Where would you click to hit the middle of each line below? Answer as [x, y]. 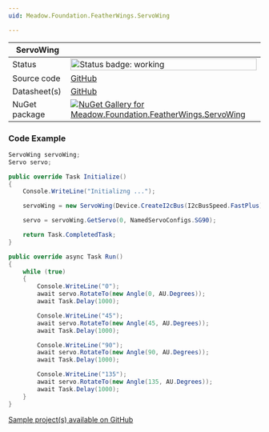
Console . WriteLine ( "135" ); [82, 374]
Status [24, 64]
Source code [36, 78]
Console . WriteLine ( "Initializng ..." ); [89, 192]
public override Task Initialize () [68, 177]
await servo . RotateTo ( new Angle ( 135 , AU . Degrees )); [125, 382]
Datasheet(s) [37, 91]
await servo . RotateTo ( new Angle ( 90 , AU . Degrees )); [123, 353]
